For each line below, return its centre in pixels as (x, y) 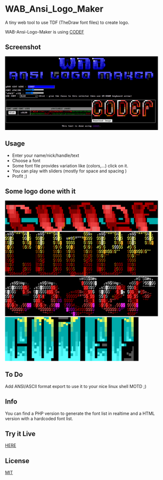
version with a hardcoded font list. (39, 418)
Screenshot (23, 47)
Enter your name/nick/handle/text (46, 155)
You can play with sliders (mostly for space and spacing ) (69, 171)
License (17, 461)
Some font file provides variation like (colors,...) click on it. (70, 166)
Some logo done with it (41, 192)
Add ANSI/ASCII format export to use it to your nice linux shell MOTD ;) (76, 386)
